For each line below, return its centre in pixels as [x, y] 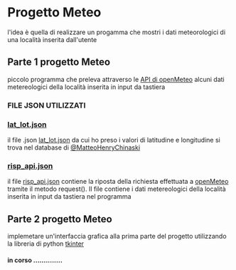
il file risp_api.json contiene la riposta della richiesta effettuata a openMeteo [118, 182]
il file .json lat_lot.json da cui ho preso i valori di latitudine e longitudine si [114, 140]
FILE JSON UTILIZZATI [47, 105]
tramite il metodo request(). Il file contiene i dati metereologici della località [117, 189]
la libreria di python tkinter [45, 244]
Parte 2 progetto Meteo [60, 219]
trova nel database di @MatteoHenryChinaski [74, 147]
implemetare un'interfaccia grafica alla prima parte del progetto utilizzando [117, 237]
